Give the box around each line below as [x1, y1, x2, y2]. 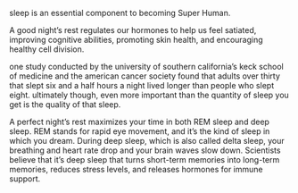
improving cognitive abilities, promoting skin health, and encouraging [9, 35, 263, 45]
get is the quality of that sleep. [9, 99, 121, 110]
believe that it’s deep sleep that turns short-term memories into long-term [9, 155, 280, 164]
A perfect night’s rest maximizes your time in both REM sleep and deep [9, 116, 270, 127]
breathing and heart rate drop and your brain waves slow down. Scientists [9, 145, 281, 155]
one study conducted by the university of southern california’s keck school [9, 62, 284, 71]
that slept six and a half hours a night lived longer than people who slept [9, 80, 275, 90]
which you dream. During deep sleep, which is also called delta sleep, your [9, 136, 286, 146]
